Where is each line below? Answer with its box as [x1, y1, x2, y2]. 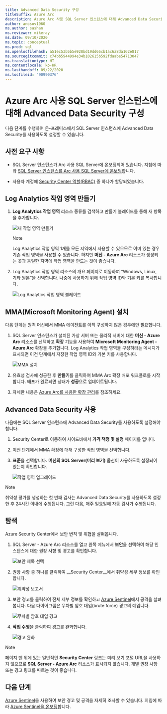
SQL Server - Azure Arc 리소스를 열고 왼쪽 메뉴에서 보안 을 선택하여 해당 [12, 541, 154, 547]
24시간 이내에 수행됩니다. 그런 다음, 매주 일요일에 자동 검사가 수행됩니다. [15, 501, 156, 507]
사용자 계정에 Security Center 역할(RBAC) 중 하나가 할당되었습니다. [12, 178, 145, 184]
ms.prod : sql [5, 44, 32, 49]
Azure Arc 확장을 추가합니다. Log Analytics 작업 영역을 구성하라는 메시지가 [12, 345, 160, 351]
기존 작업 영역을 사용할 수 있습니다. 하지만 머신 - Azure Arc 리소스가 [12, 252, 145, 258]
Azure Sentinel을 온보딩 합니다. [10, 704, 71, 710]
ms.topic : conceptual [5, 40, 50, 45]
